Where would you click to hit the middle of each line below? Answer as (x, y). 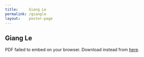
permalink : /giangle (26, 14)
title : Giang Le (26, 9)
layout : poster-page (29, 18)
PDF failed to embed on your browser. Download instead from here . (72, 50)
